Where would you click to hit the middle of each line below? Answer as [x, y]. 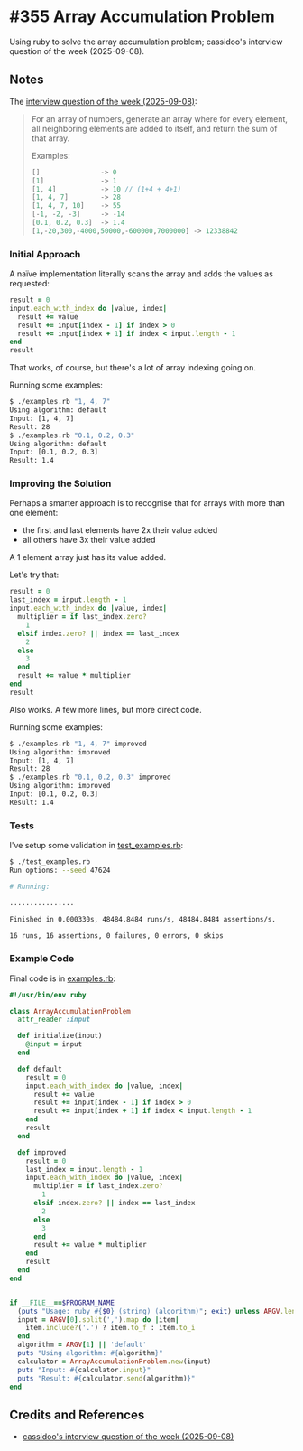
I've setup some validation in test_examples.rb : [96, 846]
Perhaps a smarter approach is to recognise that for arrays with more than [147, 503]
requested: [29, 284]
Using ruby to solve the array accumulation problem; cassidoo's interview [146, 42]
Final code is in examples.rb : [62, 978]
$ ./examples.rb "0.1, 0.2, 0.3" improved [90, 777]
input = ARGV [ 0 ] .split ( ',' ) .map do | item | [98, 1320]
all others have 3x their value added [89, 540]
